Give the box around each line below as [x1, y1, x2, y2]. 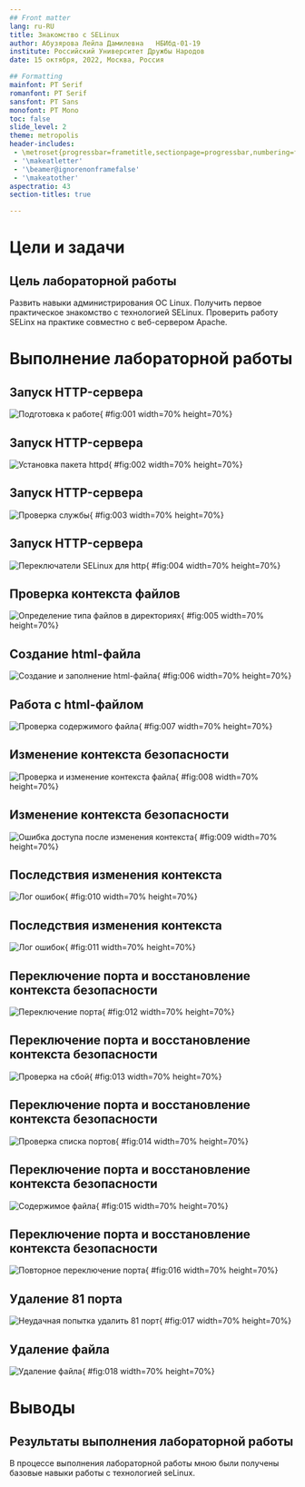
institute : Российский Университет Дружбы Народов [9, 47, 205, 56]
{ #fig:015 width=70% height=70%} [95, 1200, 229, 1211]
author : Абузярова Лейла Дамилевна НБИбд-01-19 [9, 38, 202, 48]
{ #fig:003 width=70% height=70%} [89, 510, 225, 520]
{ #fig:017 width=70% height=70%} [158, 1315, 292, 1326]
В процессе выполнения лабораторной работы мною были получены [9, 1457, 280, 1468]
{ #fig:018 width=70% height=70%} [81, 1365, 215, 1376]
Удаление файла [9, 1342, 111, 1357]
